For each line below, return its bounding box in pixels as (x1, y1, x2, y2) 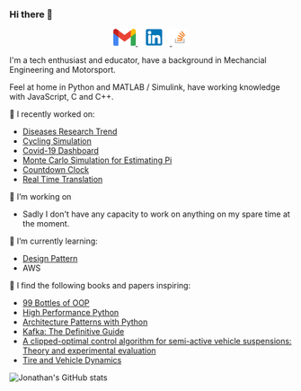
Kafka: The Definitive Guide (22, 326, 125, 337)
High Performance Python (22, 307, 120, 318)
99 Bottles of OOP (22, 298, 90, 308)
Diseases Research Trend (22, 126, 118, 138)
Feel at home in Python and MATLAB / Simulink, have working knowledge (9, 82, 280, 93)
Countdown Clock (22, 164, 90, 175)
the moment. (22, 218, 70, 229)
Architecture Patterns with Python (22, 316, 148, 327)
